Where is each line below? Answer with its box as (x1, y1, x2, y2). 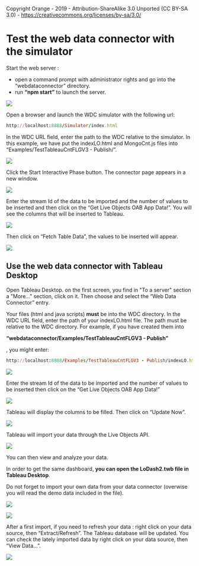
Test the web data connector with (6, 32, 175, 46)
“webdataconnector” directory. (14, 82, 91, 89)
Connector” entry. (6, 299, 50, 306)
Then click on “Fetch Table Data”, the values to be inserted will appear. (6, 233, 179, 240)
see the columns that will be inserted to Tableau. (6, 210, 124, 217)
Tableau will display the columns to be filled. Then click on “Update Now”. (6, 408, 186, 415)
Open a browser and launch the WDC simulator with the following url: (6, 111, 175, 118)
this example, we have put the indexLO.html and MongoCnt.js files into (6, 140, 178, 147)
